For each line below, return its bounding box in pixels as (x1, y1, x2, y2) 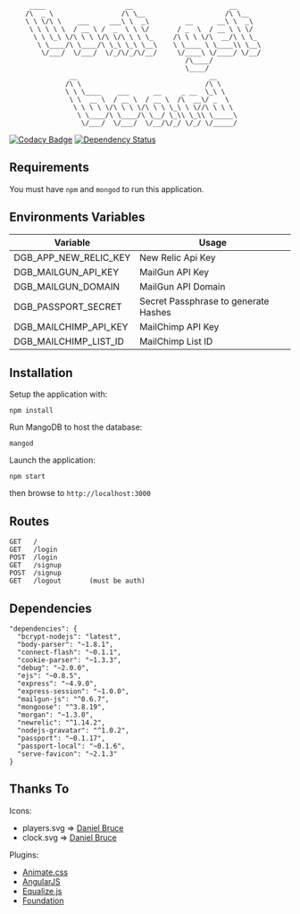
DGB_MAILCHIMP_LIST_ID (13, 335, 125, 348)
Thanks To (9, 782, 70, 797)
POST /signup (9, 569, 62, 578)
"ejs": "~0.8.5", (17, 672, 82, 681)
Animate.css (21, 867, 69, 877)
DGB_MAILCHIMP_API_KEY (13, 320, 129, 332)
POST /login (9, 553, 58, 562)
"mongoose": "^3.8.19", (17, 703, 105, 712)
